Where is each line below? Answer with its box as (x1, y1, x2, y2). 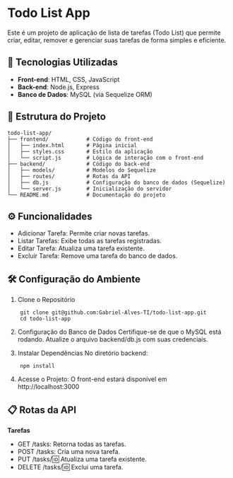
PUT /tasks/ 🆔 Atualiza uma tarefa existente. (17, 455, 147, 463)
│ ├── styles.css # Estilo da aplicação (7, 148, 153, 155)
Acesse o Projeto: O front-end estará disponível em (17, 375, 167, 383)
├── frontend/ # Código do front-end (7, 136, 153, 143)
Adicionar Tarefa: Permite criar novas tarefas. (17, 229, 150, 238)
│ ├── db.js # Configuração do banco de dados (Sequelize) (7, 179, 226, 186)
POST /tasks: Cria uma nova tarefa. (17, 448, 121, 455)
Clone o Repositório (17, 296, 76, 304)
